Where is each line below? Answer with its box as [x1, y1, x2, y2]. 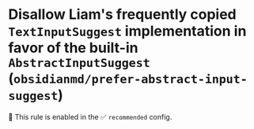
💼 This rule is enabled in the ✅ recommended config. [8, 112, 172, 121]
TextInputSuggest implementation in [8, 22, 247, 40]
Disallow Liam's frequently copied [8, 6, 237, 24]
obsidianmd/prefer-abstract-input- [13, 72, 248, 87]
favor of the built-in [8, 39, 138, 57]
